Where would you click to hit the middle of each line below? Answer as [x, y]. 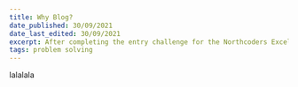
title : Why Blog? [41, 17]
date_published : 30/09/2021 [61, 25]
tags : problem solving [51, 50]
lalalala [22, 75]
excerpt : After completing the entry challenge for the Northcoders [138, 42]
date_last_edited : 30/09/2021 [65, 33]
